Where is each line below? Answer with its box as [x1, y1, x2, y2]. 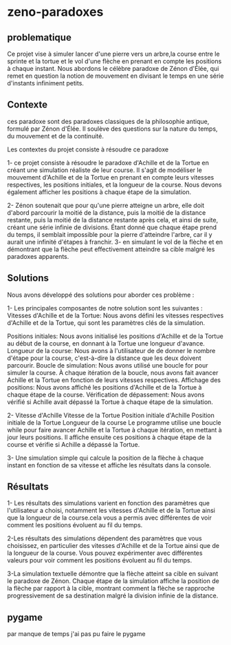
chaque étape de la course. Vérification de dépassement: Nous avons [7, 390, 205, 399]
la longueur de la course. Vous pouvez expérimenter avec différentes [7, 549, 203, 558]
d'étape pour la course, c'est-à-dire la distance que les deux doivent [7, 354, 201, 362]
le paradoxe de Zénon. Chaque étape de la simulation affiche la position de [7, 577, 220, 585]
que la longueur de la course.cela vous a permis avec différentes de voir [7, 514, 212, 522]
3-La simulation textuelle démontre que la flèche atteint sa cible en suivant [7, 569, 219, 578]
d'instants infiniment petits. [7, 79, 85, 87]
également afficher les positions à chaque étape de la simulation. [7, 187, 192, 196]
